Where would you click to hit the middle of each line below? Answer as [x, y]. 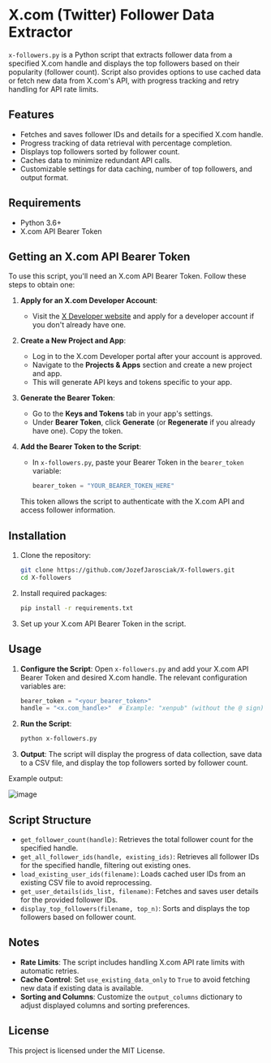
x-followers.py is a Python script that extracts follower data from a [120, 54]
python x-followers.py [58, 739]
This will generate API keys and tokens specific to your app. [132, 382]
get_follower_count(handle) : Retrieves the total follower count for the [137, 839]
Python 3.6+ [41, 223]
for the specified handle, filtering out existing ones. [105, 865]
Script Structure [50, 820]
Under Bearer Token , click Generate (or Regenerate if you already [144, 422]
